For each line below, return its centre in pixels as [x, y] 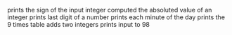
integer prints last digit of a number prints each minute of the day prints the [116, 17]
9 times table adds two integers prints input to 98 [78, 24]
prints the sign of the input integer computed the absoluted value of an [110, 10]
